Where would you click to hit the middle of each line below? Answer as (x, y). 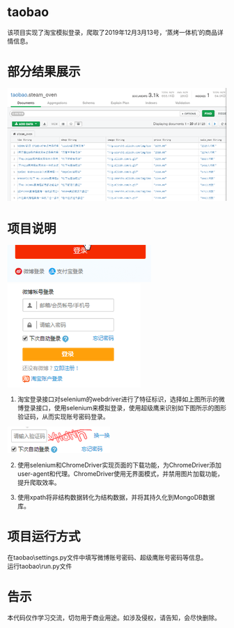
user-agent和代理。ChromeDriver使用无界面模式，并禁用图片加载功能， (120, 474)
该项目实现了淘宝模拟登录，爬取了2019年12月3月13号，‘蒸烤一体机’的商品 (112, 32)
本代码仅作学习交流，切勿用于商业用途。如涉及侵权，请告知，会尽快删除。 (114, 618)
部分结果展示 (44, 72)
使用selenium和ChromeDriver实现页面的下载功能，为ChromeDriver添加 (119, 465)
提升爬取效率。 (39, 483)
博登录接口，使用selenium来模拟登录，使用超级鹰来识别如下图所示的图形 (122, 408)
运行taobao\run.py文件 (40, 566)
